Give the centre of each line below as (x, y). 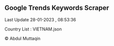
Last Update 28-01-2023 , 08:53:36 (40, 19)
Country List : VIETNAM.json (33, 29)
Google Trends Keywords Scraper (57, 8)
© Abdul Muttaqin (23, 38)
